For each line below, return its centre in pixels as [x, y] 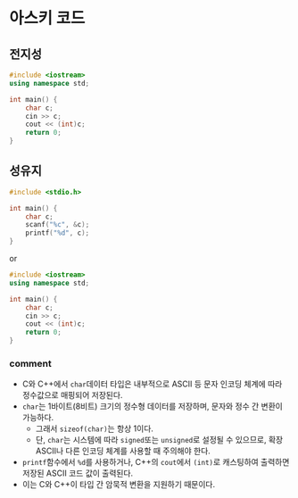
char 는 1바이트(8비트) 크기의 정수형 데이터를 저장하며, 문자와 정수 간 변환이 [152, 406]
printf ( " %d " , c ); [58, 233]
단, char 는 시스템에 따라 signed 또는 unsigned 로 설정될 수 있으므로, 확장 [159, 440]
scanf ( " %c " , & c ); [58, 225]
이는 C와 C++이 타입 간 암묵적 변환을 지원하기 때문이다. [119, 485]
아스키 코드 [47, 18]
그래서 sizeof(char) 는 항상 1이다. [95, 428]
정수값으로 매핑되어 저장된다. [72, 395]
